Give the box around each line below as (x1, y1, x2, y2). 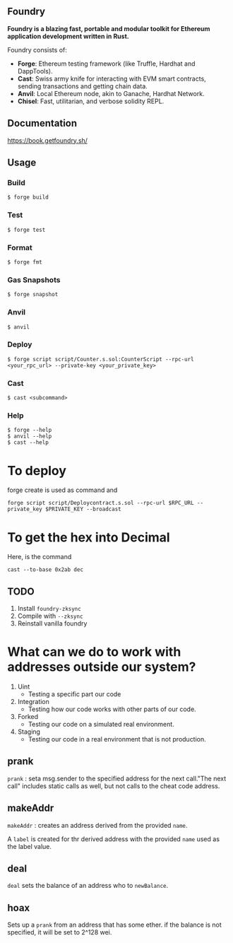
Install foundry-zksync (17, 604, 81, 613)
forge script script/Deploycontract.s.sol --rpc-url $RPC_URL (7, 500, 194, 507)
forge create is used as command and (7, 486, 118, 494)
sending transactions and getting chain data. (17, 81, 148, 90)
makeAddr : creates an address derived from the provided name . (7, 821, 188, 829)
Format (7, 242, 33, 252)
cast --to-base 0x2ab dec (7, 566, 83, 573)
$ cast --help (7, 439, 49, 446)
